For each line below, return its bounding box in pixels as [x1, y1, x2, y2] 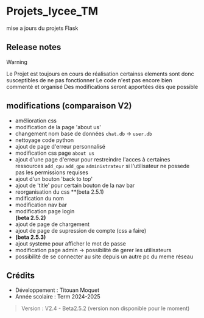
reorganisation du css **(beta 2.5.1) [15, 188, 105, 196]
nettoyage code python [15, 136, 74, 144]
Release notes [6, 42, 62, 52]
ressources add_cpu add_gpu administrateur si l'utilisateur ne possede [15, 162, 190, 169]
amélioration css [15, 117, 57, 124]
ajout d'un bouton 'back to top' [15, 175, 93, 182]
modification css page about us [15, 149, 94, 157]
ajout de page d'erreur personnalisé [15, 143, 105, 150]
